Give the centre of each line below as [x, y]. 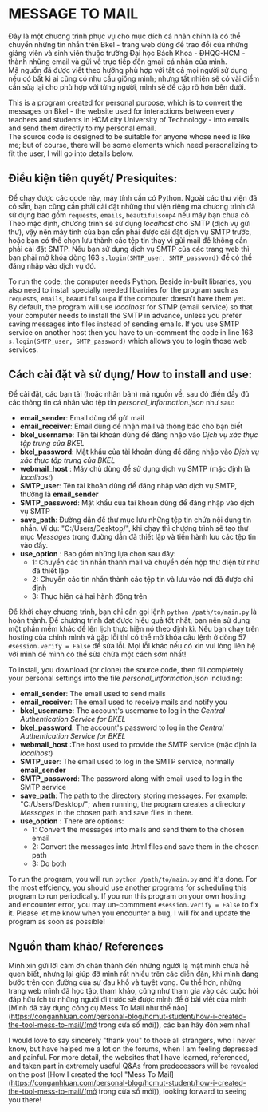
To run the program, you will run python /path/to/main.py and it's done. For [132, 879]
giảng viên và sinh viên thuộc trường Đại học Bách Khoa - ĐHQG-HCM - [127, 53]
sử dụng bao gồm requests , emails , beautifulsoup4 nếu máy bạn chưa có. [130, 215]
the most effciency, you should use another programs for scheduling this [128, 887]
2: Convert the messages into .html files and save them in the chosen [145, 846]
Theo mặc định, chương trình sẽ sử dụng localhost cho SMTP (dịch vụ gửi [130, 223]
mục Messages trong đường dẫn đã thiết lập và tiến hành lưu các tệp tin [138, 536]
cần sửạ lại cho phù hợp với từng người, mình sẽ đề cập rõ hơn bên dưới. [127, 87]
